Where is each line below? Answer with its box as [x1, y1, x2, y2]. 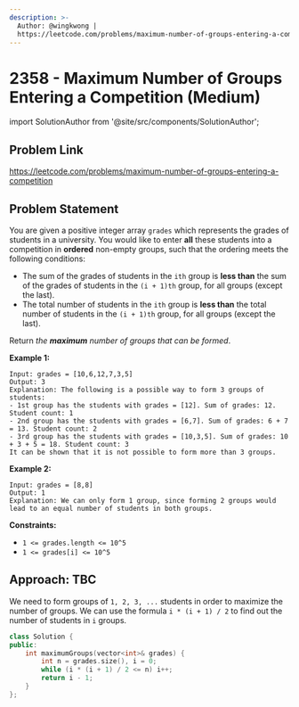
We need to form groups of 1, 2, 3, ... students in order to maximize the [9, 596, 283, 606]
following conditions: [9, 253, 86, 264]
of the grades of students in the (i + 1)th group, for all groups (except [21, 280, 283, 291]
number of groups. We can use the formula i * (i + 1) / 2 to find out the [9, 605, 283, 616]
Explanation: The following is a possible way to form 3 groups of [9, 385, 265, 394]
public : [9, 640, 38, 649]
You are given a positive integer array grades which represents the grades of [9, 225, 289, 235]
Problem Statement [9, 201, 119, 217]
